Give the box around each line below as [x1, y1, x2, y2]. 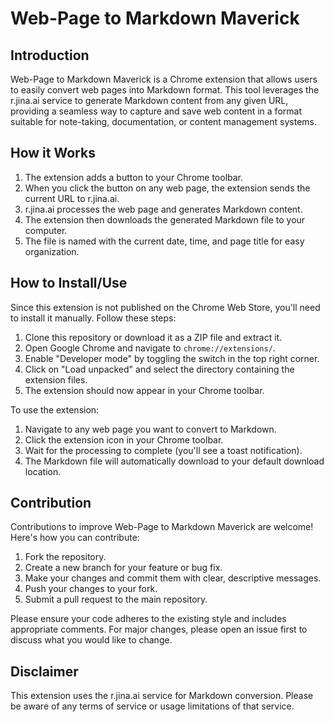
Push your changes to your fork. [24, 583, 158, 595]
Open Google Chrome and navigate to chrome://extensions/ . [24, 342, 276, 354]
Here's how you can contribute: [10, 532, 140, 544]
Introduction [10, 47, 90, 64]
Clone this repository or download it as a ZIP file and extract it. [24, 331, 283, 343]
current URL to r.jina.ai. [24, 192, 120, 204]
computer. [24, 224, 68, 236]
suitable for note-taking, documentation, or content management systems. [10, 116, 318, 127]
